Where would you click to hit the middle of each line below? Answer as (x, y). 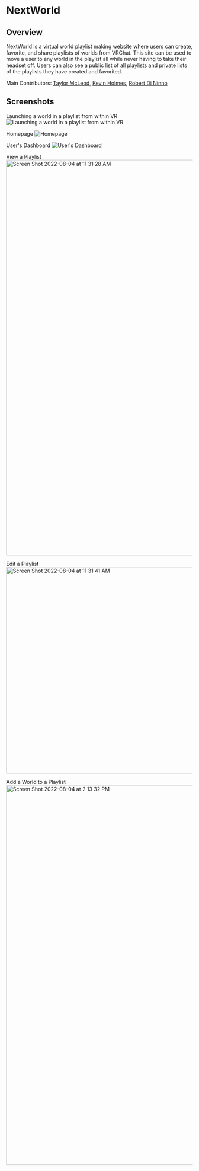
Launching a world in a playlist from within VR (62, 116)
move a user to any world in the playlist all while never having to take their (96, 59)
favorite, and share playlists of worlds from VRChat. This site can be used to (99, 53)
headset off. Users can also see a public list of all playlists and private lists (97, 65)
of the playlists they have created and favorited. (64, 71)
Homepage (20, 133)
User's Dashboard (28, 145)
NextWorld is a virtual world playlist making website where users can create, (99, 46)
